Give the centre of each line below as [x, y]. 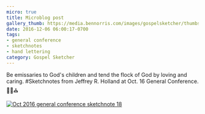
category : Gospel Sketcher [41, 57]
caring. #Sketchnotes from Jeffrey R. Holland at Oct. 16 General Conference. [103, 81]
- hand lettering [28, 52]
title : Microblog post [35, 18]
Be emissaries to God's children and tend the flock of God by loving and [97, 74]
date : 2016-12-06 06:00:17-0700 [47, 29]
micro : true [21, 12]
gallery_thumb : [26, 23]
